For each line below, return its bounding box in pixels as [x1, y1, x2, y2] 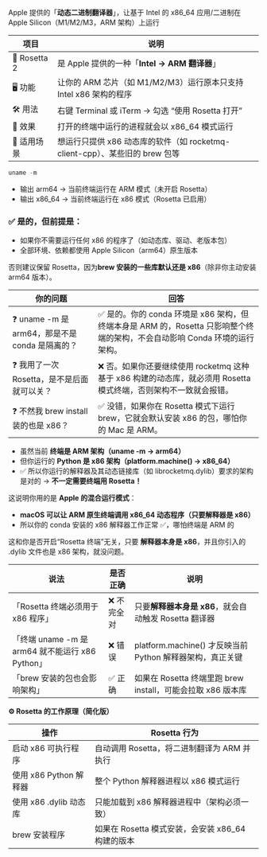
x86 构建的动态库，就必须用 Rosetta [115, 372, 251, 384]
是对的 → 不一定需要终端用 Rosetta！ [19, 477, 142, 486]
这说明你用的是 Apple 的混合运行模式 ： [8, 493, 137, 503]
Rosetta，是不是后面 [12, 374, 89, 385]
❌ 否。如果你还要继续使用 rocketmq [98, 360, 232, 372]
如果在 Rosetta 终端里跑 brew [133, 672, 244, 684]
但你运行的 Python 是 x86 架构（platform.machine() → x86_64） [19, 457, 234, 466]
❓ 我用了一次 [12, 360, 60, 371]
